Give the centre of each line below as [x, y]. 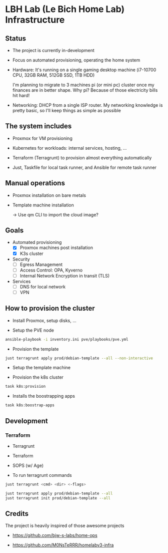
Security [21, 259]
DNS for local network [43, 287]
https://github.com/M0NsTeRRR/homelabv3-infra [63, 545]
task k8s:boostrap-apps [30, 405]
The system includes [38, 126]
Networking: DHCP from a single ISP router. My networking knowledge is [87, 105]
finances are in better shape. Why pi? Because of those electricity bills [85, 90]
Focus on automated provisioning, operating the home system [76, 60]
